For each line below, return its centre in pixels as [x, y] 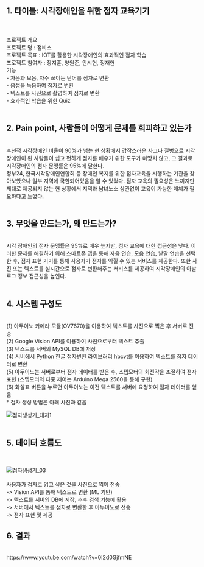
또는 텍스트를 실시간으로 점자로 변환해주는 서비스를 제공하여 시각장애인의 [99, 269]
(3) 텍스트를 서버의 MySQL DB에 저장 [51, 349]
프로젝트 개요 [22, 40]
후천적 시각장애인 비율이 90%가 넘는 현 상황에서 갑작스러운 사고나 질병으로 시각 [101, 150]
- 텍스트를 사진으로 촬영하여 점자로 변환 [53, 93]
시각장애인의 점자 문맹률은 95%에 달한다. [55, 166]
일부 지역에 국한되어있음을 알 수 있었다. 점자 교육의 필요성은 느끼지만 [114, 181]
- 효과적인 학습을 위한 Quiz [39, 100]
